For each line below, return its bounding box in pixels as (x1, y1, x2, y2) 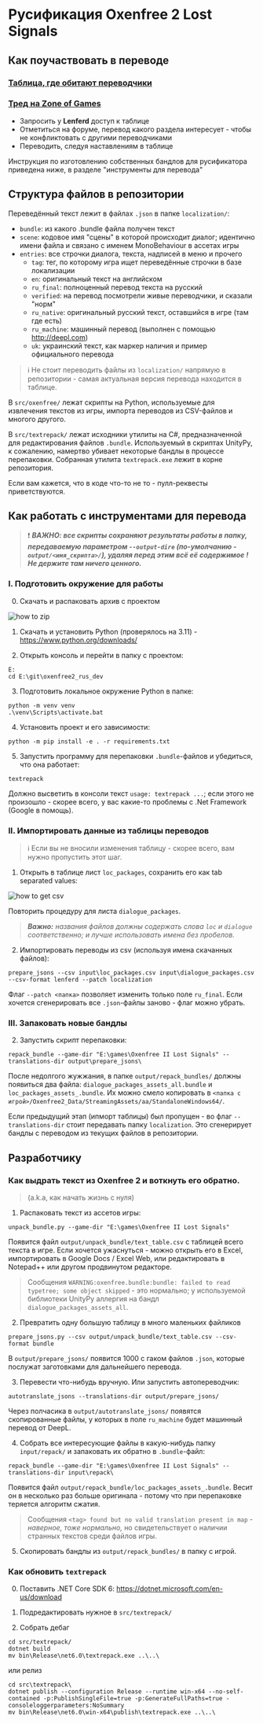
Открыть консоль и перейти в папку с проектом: (19, 650, 184, 660)
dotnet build (8, 1645, 51, 1653)
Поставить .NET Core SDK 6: (19, 1584, 115, 1593)
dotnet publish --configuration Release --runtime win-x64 (8, 1688, 206, 1696)
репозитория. (8, 463, 53, 472)
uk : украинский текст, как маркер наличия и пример (31, 341, 208, 350)
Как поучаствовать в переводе (8, 54, 170, 67)
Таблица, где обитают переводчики (8, 77, 152, 88)
